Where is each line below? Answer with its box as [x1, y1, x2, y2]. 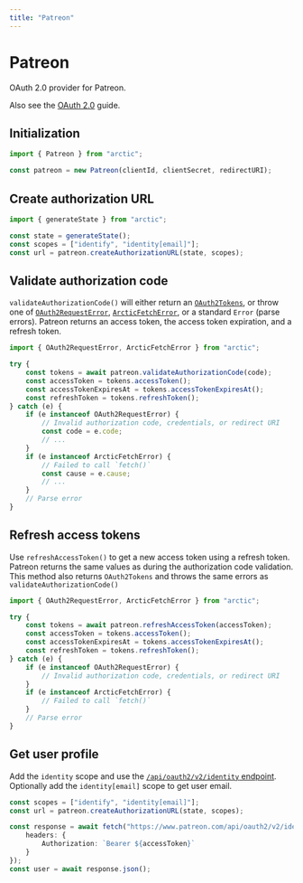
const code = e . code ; [41, 427, 124, 437]
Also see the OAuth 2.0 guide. [9, 99, 121, 110]
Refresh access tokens [9, 528, 142, 543]
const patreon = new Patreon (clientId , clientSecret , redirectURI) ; [9, 166, 272, 175]
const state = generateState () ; [9, 231, 131, 240]
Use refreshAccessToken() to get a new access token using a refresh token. [9, 551, 290, 562]
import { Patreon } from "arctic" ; [9, 150, 143, 159]
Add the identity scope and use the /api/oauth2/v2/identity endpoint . [9, 770, 277, 782]
